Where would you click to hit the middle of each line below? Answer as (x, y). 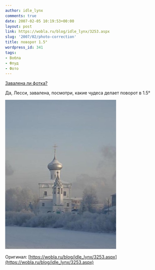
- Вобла (13, 58)
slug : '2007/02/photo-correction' (41, 37)
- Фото (12, 68)
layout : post (19, 26)
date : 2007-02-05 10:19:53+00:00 (40, 21)
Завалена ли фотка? (27, 83)
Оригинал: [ (18, 257)
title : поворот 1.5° (27, 42)
